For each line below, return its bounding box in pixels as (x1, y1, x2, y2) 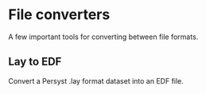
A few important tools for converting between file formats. (8, 32, 199, 41)
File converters (8, 6, 111, 24)
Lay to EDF (8, 55, 62, 69)
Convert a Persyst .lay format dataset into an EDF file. (8, 76, 185, 85)
